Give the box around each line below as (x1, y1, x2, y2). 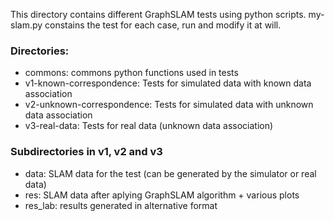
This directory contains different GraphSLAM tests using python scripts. (10, 9, 307, 20)
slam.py (10, 19, 43, 31)
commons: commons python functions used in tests (24, 67, 239, 79)
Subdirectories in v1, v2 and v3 (10, 145, 163, 159)
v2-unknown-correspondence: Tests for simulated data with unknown (24, 99, 314, 111)
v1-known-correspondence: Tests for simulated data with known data (24, 77, 312, 89)
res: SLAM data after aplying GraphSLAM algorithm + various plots (24, 189, 300, 201)
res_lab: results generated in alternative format (24, 199, 218, 211)
